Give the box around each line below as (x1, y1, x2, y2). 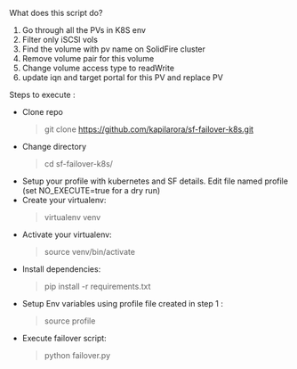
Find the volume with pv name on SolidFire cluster (21, 44, 206, 54)
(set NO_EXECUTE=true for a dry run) (21, 185, 161, 195)
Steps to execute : (9, 89, 76, 100)
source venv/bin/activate (44, 247, 136, 257)
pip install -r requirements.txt (44, 281, 151, 291)
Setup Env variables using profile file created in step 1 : (21, 299, 224, 308)
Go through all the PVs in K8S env (21, 25, 147, 35)
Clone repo (21, 107, 64, 117)
